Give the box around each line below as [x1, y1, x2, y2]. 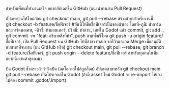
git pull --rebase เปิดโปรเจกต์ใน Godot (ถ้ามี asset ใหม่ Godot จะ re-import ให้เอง [6, 72, 162, 77]
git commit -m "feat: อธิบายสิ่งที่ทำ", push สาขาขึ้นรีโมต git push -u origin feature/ [6, 33, 163, 39]
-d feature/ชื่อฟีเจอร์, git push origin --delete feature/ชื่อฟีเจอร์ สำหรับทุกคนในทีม [6, 50, 159, 56]
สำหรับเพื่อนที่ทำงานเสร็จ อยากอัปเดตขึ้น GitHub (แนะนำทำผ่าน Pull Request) [6, 6, 142, 11]
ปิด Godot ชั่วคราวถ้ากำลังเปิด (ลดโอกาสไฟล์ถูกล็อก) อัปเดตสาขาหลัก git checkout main [6, 66, 161, 72]
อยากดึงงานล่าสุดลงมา [6, 55, 42, 62]
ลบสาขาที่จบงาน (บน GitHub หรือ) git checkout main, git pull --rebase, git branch [6, 44, 164, 50]
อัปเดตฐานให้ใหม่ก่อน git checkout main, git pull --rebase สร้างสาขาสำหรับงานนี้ [6, 16, 154, 21]
